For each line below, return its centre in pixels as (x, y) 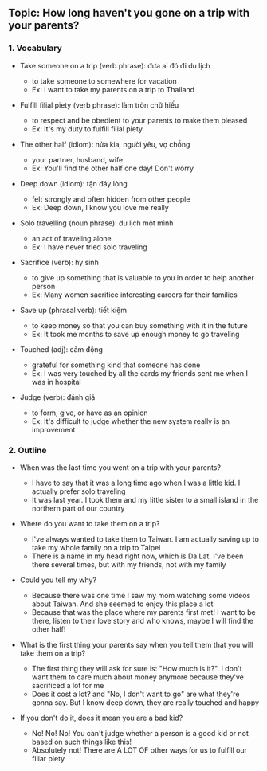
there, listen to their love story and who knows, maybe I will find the (142, 620)
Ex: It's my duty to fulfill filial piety (87, 129)
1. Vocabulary (35, 49)
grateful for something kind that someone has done (116, 365)
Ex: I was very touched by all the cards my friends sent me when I (140, 373)
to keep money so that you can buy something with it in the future (140, 325)
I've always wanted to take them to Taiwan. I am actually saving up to (145, 539)
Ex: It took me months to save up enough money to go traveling (135, 334)
